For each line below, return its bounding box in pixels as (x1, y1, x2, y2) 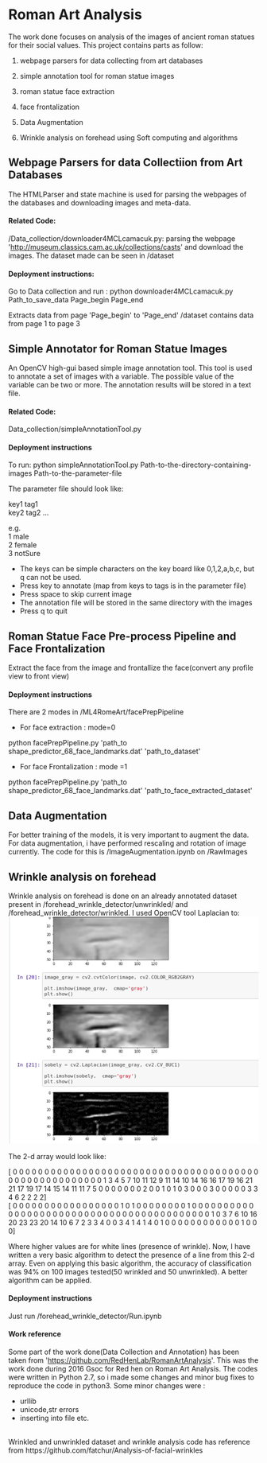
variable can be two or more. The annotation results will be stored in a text (8, 379, 252, 389)
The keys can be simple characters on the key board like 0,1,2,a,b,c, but (19, 564, 255, 574)
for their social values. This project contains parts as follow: (8, 40, 204, 49)
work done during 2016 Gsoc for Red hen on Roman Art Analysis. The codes (8, 1364, 258, 1374)
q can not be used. (19, 573, 82, 582)
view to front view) (8, 671, 70, 681)
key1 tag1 (8, 500, 38, 509)
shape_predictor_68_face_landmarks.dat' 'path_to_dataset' (8, 746, 201, 757)
